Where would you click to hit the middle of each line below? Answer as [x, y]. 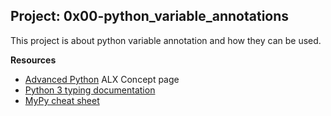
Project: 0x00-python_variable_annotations [150, 16]
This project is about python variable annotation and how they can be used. [166, 40]
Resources [33, 60]
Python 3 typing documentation [90, 90]
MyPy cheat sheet [62, 100]
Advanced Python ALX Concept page [102, 79]
